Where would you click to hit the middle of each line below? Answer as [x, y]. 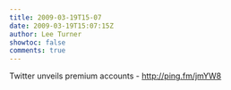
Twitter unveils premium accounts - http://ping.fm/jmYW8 [115, 76]
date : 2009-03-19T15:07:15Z [62, 26]
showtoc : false [38, 42]
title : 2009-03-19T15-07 [56, 17]
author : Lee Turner [46, 34]
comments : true [38, 51]
